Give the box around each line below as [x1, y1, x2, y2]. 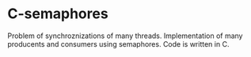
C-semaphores [7, 5, 108, 23]
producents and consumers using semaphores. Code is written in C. [7, 39, 230, 48]
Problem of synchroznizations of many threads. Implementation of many [7, 31, 243, 40]
